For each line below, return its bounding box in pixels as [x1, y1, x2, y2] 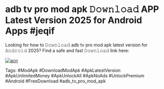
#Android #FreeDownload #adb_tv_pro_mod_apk [5, 78, 106, 84]
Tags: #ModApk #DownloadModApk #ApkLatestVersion [5, 67, 121, 73]
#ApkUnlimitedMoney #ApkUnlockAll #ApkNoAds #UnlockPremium [5, 72, 144, 78]
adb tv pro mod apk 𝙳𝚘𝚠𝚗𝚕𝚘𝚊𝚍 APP [5, 4, 159, 15]
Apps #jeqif [5, 25, 55, 37]
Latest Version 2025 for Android [5, 15, 142, 26]
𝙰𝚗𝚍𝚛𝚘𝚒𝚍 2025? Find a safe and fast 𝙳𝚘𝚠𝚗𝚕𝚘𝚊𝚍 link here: [5, 47, 129, 53]
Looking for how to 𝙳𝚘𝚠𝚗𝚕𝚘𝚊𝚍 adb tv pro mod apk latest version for [5, 42, 148, 48]
